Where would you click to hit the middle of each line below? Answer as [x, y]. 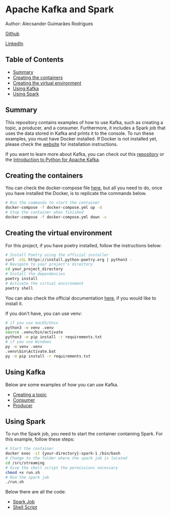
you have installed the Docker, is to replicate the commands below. [76, 193]
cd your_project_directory [34, 269]
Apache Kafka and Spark [60, 9]
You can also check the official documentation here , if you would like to [81, 298]
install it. [14, 303]
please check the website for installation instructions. [62, 144]
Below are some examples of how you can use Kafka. [62, 384]
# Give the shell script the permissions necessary [62, 468]
